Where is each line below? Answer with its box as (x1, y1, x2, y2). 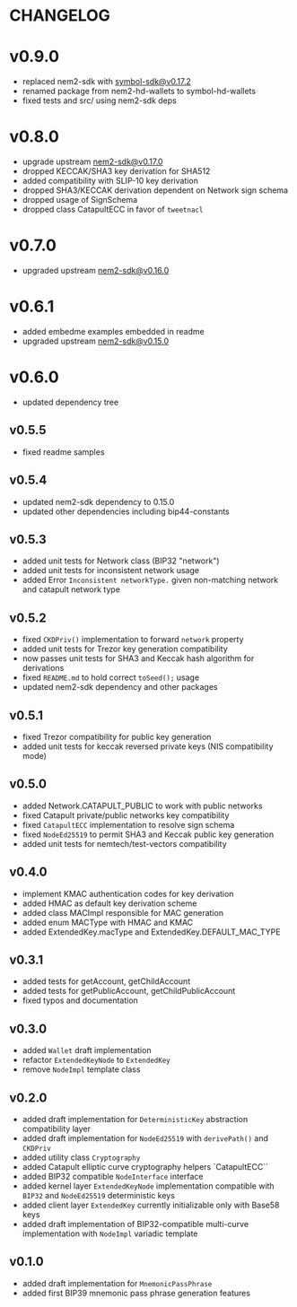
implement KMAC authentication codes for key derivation (22, 888, 234, 899)
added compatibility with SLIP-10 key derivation (22, 176, 199, 187)
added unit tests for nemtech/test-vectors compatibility (22, 838, 227, 849)
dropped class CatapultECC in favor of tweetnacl (22, 204, 204, 215)
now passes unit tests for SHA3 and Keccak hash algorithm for (22, 653, 255, 664)
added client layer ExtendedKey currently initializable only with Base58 (22, 1199, 280, 1210)
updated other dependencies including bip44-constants (22, 506, 231, 517)
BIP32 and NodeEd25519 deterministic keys (22, 1190, 175, 1200)
